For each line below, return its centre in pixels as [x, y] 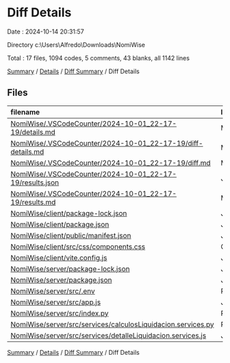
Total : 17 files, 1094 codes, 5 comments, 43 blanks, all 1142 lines [99, 58]
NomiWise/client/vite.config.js [59, 258]
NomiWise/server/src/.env [53, 291]
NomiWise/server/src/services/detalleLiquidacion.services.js [108, 335]
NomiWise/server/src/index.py [60, 313]
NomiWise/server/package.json [61, 280]
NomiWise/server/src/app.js [56, 302]
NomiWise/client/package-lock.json [69, 213]
